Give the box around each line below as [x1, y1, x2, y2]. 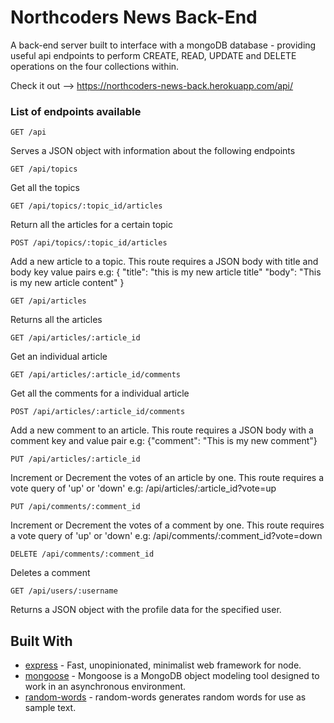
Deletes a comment [10, 567, 91, 579]
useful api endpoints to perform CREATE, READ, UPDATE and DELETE [10, 49, 297, 61]
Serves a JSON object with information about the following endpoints [10, 145, 296, 157]
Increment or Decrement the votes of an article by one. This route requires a [10, 472, 325, 484]
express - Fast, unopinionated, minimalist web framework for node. [24, 659, 302, 671]
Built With [10, 632, 73, 650]
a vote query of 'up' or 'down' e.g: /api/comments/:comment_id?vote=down [10, 530, 323, 542]
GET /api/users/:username [10, 586, 118, 596]
